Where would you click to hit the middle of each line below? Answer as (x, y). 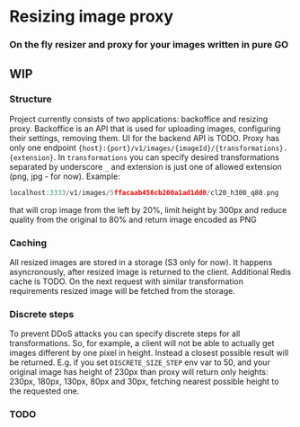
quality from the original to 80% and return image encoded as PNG (133, 219)
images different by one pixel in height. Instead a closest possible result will (149, 353)
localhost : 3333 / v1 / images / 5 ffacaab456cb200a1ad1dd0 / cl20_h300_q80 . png (144, 192)
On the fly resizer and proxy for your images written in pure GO (149, 45)
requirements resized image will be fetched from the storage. (122, 290)
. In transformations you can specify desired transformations (167, 157)
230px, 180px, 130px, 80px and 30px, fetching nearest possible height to (144, 382)
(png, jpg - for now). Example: (65, 176)
